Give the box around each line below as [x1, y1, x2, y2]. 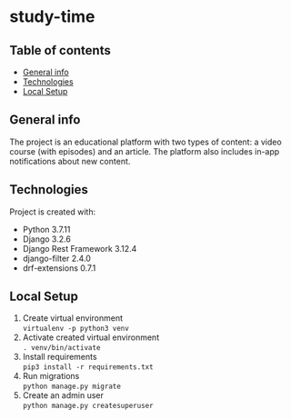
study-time [9, 6, 95, 27]
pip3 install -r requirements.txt [22, 363, 154, 372]
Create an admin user [22, 390, 105, 401]
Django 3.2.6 [22, 234, 71, 244]
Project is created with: [9, 206, 96, 217]
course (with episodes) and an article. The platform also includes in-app [9, 145, 280, 156]
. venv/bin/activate [22, 344, 101, 353]
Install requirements [22, 352, 97, 363]
